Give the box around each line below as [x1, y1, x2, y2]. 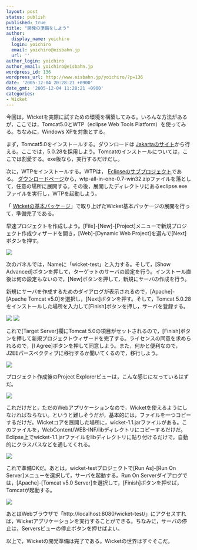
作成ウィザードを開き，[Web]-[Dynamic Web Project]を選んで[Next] [21, 229, 187, 236]
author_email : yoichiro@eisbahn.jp [6, 63, 94, 70]
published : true [6, 19, 46, 25]
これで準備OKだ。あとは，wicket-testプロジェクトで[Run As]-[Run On [6, 464, 176, 472]
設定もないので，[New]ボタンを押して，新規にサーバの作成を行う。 [26, 275, 190, 282]
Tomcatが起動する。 [6, 486, 56, 493]
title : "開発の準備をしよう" [6, 25, 69, 31]
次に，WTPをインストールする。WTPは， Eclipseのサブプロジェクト [6, 167, 172, 174]
